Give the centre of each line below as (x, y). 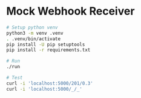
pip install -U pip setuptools (46, 44)
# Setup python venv (32, 27)
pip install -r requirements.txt (48, 50)
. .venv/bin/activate (34, 39)
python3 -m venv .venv (35, 33)
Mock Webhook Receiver (70, 11)
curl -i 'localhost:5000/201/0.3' (50, 83)
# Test (15, 78)
